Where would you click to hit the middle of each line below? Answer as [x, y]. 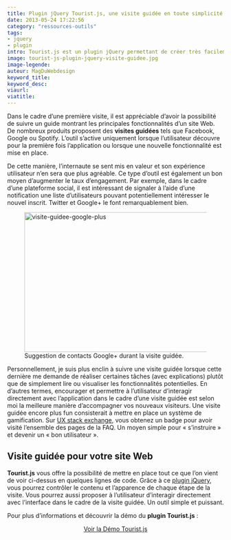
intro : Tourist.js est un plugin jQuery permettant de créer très [104, 52]
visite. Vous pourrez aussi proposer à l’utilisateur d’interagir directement [109, 495]
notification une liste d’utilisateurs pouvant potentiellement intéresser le [108, 195]
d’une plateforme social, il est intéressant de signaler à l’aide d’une [101, 188]
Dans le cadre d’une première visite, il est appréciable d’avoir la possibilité [112, 116]
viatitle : [21, 97]
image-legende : [29, 65]
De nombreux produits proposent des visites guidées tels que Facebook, [111, 131]
